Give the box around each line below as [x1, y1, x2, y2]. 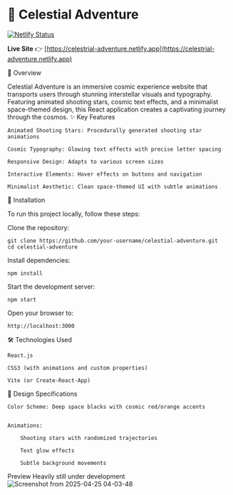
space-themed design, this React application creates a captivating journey [7, 105, 226, 114]
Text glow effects [20, 446, 75, 454]
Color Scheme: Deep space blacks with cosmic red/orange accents [7, 403, 205, 410]
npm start [7, 296, 37, 303]
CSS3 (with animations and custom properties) [7, 364, 148, 371]
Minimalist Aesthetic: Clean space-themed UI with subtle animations [7, 183, 219, 190]
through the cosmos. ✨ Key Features [7, 112, 115, 121]
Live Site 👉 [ [7, 44, 47, 53]
